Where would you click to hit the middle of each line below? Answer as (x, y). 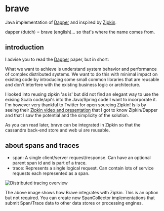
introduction (25, 47)
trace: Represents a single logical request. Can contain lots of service (83, 168)
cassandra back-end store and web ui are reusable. (58, 130)
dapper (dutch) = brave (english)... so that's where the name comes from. (80, 32)
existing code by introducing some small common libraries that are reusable (82, 79)
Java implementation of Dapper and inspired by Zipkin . (61, 22)
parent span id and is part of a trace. (49, 163)
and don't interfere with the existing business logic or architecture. (73, 84)
